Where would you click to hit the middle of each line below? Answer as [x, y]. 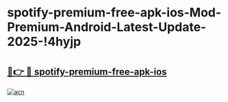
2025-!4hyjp [44, 42]
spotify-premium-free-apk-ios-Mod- [114, 13]
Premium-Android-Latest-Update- [107, 27]
